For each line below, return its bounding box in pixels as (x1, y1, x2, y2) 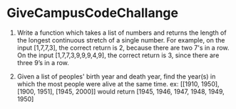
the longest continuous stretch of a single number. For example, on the (16, 35, 225, 44)
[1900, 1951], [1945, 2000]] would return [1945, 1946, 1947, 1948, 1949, (16, 87, 225, 96)
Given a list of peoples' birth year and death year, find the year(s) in (16, 72, 216, 81)
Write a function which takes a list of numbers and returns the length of (16, 28, 227, 37)
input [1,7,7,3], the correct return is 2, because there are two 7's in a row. (16, 43, 230, 52)
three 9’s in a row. (16, 58, 69, 67)
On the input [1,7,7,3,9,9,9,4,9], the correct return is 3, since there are (16, 51, 220, 59)
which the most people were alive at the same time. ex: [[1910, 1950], (16, 79, 220, 88)
